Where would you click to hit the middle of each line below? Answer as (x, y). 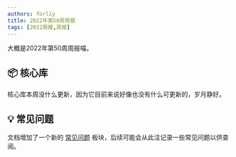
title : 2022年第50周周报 (42, 21)
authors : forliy (31, 14)
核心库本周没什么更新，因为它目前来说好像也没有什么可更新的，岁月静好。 (116, 94)
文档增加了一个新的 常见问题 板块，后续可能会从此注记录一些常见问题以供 (115, 137)
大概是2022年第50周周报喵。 (50, 48)
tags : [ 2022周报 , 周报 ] (39, 27)
